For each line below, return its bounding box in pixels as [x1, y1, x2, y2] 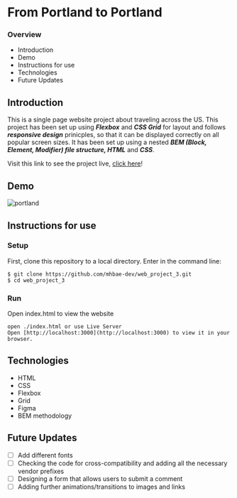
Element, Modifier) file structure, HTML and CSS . [7, 146, 155, 154]
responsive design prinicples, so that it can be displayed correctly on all [7, 131, 219, 139]
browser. [7, 335, 33, 343]
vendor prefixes [17, 467, 65, 475]
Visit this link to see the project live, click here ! [7, 159, 143, 168]
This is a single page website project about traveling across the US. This [7, 115, 219, 124]
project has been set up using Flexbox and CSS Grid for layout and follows [7, 123, 226, 131]
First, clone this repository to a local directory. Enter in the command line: [7, 256, 221, 265]
